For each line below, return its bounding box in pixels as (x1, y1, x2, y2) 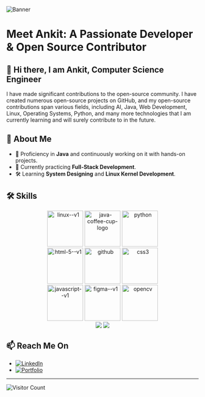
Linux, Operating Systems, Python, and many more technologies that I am (6, 110, 192, 117)
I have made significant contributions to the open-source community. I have (6, 91, 197, 97)
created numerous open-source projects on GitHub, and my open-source (6, 97, 191, 104)
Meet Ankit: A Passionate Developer (6, 28, 193, 41)
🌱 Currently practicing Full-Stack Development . (15, 163, 136, 171)
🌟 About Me (6, 134, 52, 144)
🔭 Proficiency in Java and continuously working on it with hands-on (15, 150, 185, 157)
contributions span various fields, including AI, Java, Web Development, (6, 103, 187, 110)
